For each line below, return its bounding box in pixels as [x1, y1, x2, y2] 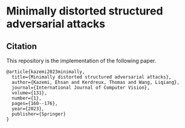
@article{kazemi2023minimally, [6, 69, 85, 75]
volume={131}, [11, 90, 47, 96]
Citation [6, 41, 37, 51]
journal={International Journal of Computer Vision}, [11, 85, 150, 91]
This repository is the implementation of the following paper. [6, 57, 157, 64]
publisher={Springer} [11, 111, 67, 117]
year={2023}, [11, 106, 45, 112]
